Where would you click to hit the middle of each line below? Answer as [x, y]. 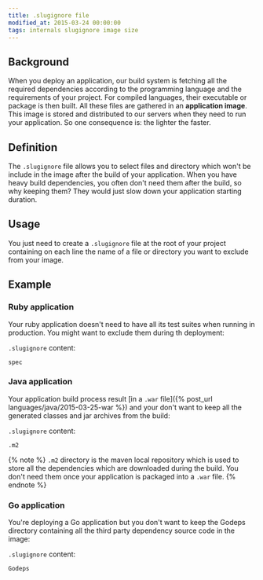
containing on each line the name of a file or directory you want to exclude [128, 251]
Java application [40, 382]
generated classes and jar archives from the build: [89, 415]
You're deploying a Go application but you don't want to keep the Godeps [127, 523]
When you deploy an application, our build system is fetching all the [118, 81]
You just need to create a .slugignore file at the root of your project [117, 243]
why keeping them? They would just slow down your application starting [125, 191]
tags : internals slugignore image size [73, 30]
